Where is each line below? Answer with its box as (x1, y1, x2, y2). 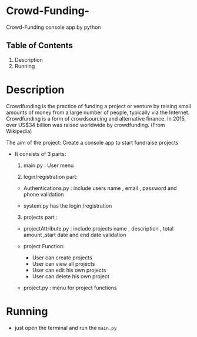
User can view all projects (32, 260, 95, 267)
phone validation (23, 191, 64, 198)
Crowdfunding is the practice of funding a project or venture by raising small (6, 102, 192, 109)
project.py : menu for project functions (23, 284, 117, 291)
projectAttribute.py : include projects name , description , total (23, 225, 174, 232)
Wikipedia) (6, 128, 32, 135)
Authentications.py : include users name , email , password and (23, 184, 177, 192)
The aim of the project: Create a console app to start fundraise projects (6, 139, 179, 146)
